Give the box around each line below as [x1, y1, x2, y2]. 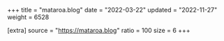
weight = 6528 [7, 13, 50, 21]
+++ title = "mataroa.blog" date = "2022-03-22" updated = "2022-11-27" [7, 6, 218, 14]
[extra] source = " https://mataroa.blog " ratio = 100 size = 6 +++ [7, 27, 191, 34]
